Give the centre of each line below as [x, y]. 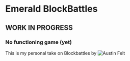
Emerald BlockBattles [51, 9]
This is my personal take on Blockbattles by [51, 53]
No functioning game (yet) [39, 42]
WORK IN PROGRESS [39, 28]
